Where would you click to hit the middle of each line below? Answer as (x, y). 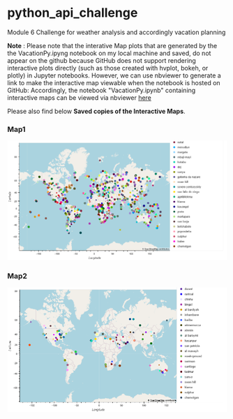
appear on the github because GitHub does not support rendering (102, 60)
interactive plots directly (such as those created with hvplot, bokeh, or (108, 68)
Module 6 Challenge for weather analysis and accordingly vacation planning (116, 32)
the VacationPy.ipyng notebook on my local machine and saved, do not (109, 53)
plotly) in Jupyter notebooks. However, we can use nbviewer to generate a (114, 75)
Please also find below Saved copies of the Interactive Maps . (97, 111)
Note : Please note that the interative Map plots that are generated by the (112, 45)
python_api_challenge (73, 13)
